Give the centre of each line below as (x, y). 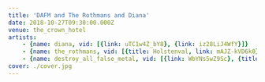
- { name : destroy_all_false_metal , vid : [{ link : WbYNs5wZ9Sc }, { (132, 59)
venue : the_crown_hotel (47, 30)
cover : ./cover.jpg (40, 66)
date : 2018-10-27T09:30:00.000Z (61, 23)
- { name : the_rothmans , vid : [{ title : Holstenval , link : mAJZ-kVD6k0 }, (142, 52)
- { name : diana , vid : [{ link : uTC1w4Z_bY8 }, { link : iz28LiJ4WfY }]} (136, 45)
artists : (22, 37)
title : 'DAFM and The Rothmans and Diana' (79, 15)
